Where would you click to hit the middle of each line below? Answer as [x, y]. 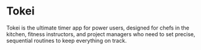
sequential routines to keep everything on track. [67, 40]
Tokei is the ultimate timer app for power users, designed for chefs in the [98, 28]
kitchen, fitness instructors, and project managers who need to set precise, [101, 34]
